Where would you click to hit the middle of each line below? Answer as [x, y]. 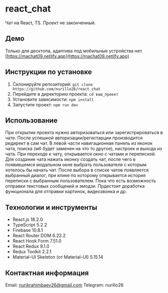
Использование [31, 120]
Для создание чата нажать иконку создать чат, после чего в [70, 159]
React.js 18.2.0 [28, 219]
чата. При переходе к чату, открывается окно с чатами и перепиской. [81, 154]
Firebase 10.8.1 [28, 230]
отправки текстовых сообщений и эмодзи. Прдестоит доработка [75, 186]
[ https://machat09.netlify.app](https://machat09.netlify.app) [67, 56]
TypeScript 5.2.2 [30, 225]
